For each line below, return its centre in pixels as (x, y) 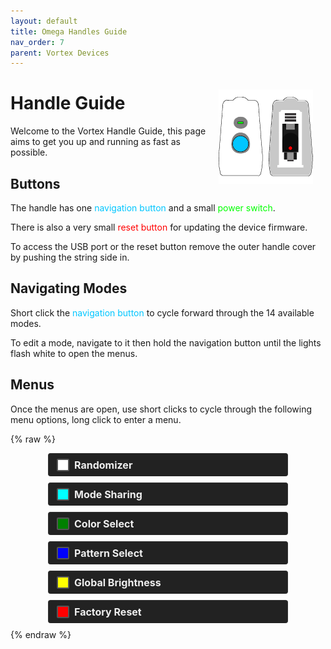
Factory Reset (108, 612)
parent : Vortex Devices (60, 53)
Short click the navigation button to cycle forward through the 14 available (162, 312)
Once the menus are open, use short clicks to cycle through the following (161, 409)
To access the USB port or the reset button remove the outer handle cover (163, 246)
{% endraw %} (41, 634)
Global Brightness (118, 582)
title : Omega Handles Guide (69, 31)
